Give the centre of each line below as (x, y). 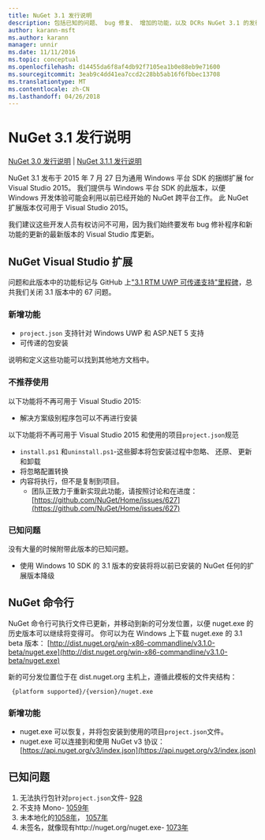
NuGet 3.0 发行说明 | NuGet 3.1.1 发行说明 (75, 161)
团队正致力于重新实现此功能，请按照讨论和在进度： (114, 491)
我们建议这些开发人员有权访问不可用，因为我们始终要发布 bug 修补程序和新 (131, 224)
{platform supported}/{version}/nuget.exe (82, 691)
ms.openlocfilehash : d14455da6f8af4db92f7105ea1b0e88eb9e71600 (114, 67)
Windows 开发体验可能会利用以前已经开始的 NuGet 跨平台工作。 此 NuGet (128, 198)
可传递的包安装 (44, 343)
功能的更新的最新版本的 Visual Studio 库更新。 (83, 235)
